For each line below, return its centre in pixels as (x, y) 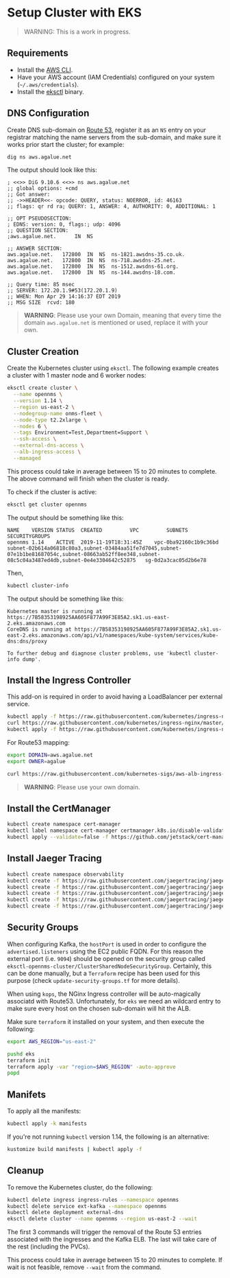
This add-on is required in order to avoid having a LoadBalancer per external (115, 697)
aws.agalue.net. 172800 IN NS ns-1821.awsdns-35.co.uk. (96, 255)
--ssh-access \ (35, 439)
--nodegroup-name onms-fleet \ (58, 413)
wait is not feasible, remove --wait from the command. (85, 1267)
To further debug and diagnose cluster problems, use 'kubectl (99, 653)
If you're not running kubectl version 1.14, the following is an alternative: (108, 1137)
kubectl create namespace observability (66, 874)
